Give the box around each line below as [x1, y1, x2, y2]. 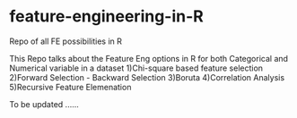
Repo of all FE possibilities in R [9, 36, 123, 46]
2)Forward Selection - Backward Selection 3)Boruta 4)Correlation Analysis [9, 72, 285, 82]
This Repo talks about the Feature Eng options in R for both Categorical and [9, 53, 289, 63]
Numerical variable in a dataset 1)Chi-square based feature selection [9, 63, 263, 73]
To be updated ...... [9, 98, 79, 109]
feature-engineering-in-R [9, 6, 204, 27]
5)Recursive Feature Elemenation [9, 81, 132, 92]
